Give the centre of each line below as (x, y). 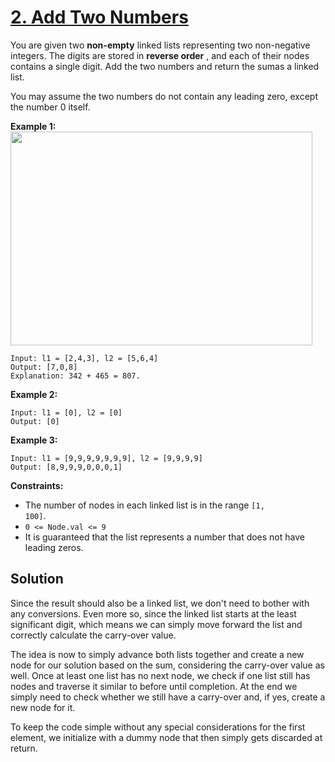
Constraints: (37, 485)
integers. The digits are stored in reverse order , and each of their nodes (160, 55)
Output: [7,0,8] (44, 367)
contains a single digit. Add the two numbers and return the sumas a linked (165, 66)
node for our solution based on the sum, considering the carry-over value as (167, 665)
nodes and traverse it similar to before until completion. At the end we (154, 686)
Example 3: (34, 440)
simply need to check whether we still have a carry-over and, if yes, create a (168, 697)
